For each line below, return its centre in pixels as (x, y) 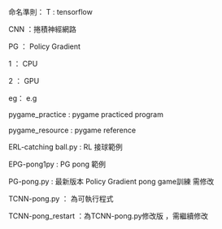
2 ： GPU (24, 81)
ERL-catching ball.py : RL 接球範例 (66, 147)
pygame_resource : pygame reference (72, 130)
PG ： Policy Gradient (45, 46)
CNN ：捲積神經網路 (43, 29)
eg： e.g (23, 98)
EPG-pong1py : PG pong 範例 (57, 164)
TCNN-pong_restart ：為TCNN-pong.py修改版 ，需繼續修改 (109, 216)
